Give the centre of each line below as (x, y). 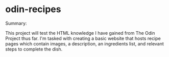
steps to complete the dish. (34, 49)
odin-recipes (33, 9)
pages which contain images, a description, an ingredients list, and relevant (85, 43)
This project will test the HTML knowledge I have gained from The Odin (80, 33)
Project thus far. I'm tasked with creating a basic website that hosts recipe (83, 38)
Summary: (16, 23)
